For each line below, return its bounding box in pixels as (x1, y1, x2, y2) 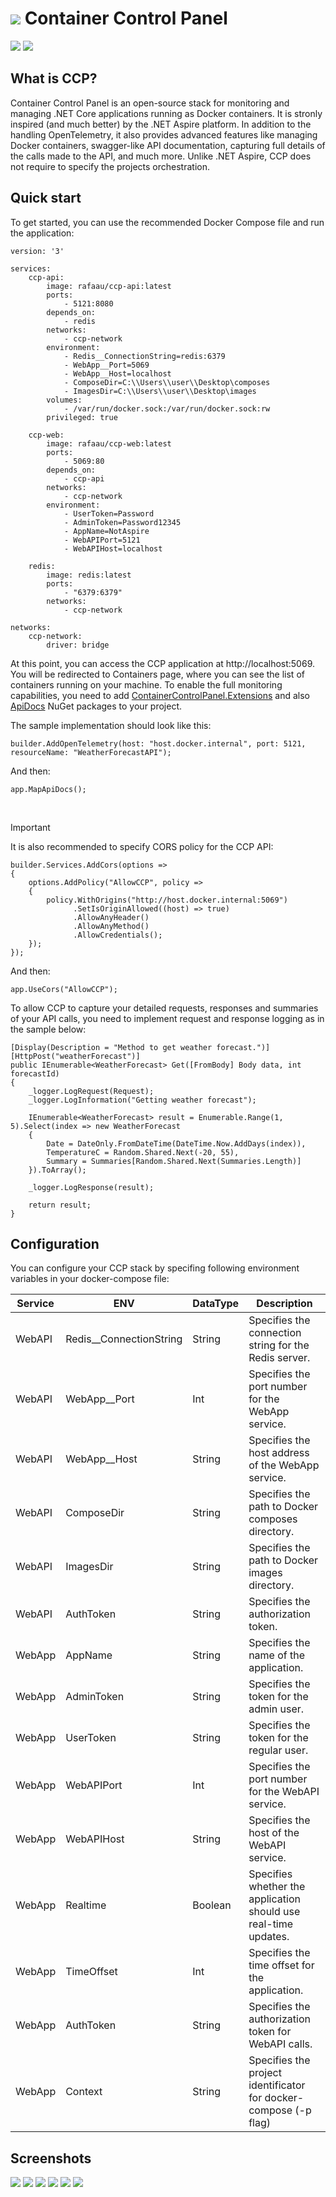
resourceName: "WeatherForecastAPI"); (10, 747, 172, 757)
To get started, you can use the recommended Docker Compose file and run (10, 216, 325, 228)
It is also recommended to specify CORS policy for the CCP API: (10, 840, 274, 852)
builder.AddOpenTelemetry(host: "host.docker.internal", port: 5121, (10, 738, 307, 749)
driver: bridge (46, 640, 110, 650)
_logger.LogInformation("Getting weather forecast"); (28, 1095, 257, 1105)
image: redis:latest (46, 570, 132, 580)
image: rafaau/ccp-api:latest (46, 281, 172, 291)
